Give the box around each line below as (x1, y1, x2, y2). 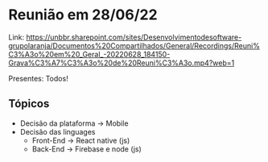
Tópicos (8, 97, 50, 110)
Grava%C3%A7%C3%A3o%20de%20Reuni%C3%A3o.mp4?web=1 (8, 58, 235, 68)
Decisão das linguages (19, 127, 96, 136)
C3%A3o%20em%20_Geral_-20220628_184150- (8, 49, 171, 59)
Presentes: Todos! (8, 73, 68, 83)
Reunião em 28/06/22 (8, 6, 159, 24)
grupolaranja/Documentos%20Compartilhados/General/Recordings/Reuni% (8, 40, 260, 50)
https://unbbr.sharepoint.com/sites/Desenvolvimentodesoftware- (26, 32, 242, 42)
